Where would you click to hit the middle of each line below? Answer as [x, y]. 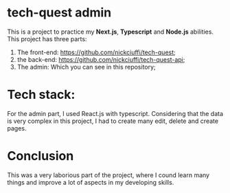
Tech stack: [41, 95]
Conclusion [41, 156]
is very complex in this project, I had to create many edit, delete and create [113, 121]
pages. [17, 128]
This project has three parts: [47, 38]
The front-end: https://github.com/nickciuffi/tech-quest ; [96, 52]
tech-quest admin [59, 13]
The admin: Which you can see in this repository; [86, 67]
